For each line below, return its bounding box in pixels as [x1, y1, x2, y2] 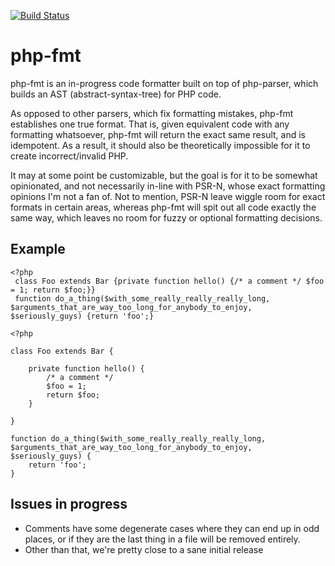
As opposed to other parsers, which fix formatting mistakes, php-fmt [10, 107, 294, 119]
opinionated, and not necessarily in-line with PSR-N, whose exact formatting [10, 180, 326, 192]
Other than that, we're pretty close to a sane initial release [24, 543, 264, 555]
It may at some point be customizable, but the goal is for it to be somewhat [10, 169, 318, 181]
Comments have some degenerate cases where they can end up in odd [24, 522, 320, 534]
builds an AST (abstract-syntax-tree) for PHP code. [10, 88, 222, 100]
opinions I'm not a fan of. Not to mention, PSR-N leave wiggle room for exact [10, 190, 326, 202]
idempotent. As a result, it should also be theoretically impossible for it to [10, 139, 311, 151]
